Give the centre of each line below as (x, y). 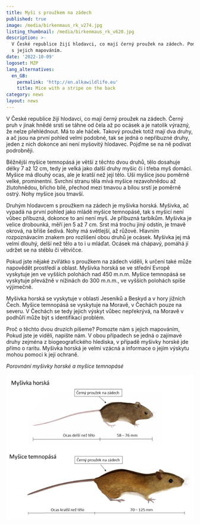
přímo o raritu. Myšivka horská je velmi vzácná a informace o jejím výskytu (98, 348)
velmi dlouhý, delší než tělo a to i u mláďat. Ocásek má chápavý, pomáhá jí (97, 243)
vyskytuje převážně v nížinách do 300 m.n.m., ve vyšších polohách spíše (96, 280)
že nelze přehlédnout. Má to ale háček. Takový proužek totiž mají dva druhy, (99, 131)
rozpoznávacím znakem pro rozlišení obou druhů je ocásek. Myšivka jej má (98, 237)
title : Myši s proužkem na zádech (49, 13)
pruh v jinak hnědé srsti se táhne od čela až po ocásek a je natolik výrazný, (98, 125)
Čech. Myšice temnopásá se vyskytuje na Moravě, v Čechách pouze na (94, 304)
